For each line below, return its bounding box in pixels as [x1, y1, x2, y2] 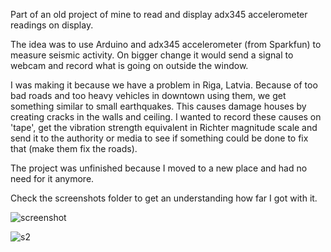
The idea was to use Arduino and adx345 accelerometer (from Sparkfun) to [10, 39, 322, 50]
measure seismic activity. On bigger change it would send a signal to [10, 49, 294, 61]
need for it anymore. [10, 173, 95, 184]
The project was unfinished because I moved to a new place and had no [10, 162, 308, 174]
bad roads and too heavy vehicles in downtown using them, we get [10, 90, 287, 101]
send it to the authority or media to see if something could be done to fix [10, 132, 309, 144]
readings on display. [10, 19, 94, 31]
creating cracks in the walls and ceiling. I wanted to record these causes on [10, 111, 322, 123]
